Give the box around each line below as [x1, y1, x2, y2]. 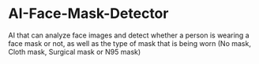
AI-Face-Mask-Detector [8, 5, 169, 23]
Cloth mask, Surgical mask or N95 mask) [8, 47, 141, 56]
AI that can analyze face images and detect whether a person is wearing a [8, 30, 250, 40]
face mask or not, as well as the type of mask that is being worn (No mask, [8, 38, 251, 48]
